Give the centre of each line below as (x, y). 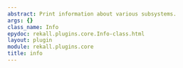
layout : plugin (30, 40)
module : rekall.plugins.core (51, 47)
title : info (25, 54)
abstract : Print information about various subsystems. (92, 14)
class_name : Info (33, 27)
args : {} (20, 21)
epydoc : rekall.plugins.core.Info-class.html (76, 34)
